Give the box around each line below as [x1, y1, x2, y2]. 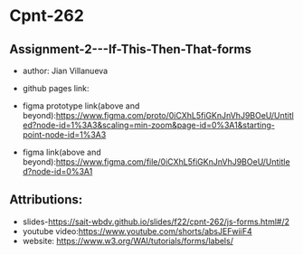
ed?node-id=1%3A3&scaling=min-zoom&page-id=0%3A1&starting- [22, 119, 276, 130]
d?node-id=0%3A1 [22, 166, 93, 176]
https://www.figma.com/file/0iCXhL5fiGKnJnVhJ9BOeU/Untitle [55, 156, 291, 167]
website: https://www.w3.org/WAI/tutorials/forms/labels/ [22, 235, 233, 246]
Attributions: [9, 192, 83, 208]
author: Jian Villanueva [22, 65, 109, 76]
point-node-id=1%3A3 [22, 129, 107, 140]
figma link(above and [22, 146, 101, 157]
